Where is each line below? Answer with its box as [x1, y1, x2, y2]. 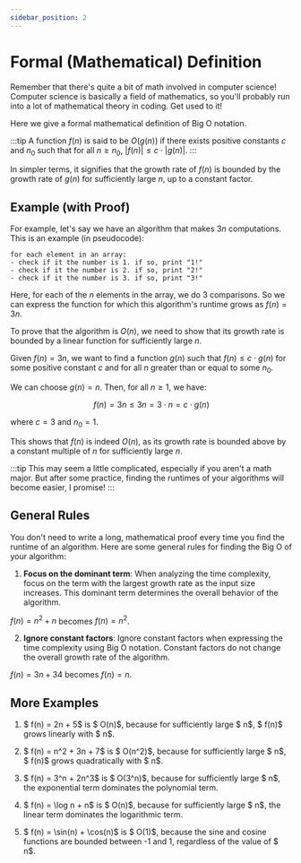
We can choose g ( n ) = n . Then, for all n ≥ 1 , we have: [10, 382, 207, 393]
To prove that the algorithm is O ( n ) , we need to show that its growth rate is [10, 326, 285, 337]
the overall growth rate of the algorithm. [22, 652, 170, 663]
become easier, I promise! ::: [10, 481, 115, 493]
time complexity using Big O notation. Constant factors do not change [22, 643, 281, 653]
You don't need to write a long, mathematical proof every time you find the [10, 531, 286, 542]
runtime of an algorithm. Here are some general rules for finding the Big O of [10, 541, 293, 552]
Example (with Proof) [10, 199, 131, 215]
